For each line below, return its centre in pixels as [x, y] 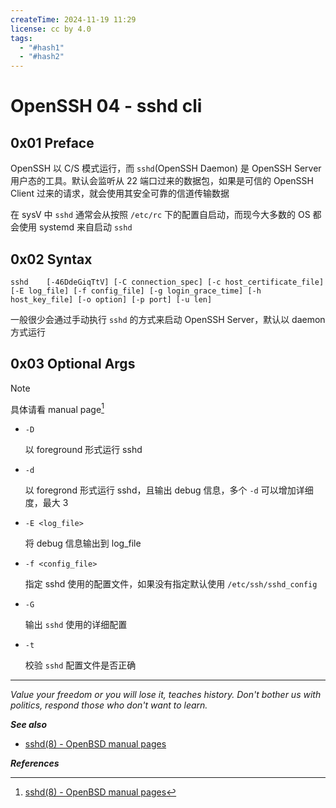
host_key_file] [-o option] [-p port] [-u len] [111, 299]
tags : [21, 38]
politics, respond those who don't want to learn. [109, 705]
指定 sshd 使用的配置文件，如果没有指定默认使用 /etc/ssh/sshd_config [171, 584]
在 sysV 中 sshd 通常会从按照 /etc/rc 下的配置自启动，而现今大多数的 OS [160, 215]
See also [29, 725]
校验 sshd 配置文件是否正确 [80, 665]
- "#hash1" [42, 47]
